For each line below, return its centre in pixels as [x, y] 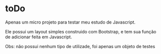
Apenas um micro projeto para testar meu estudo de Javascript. [70, 22]
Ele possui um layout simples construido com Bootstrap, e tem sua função [81, 31]
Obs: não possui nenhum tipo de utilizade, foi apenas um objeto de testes [80, 46]
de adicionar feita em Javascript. [39, 37]
